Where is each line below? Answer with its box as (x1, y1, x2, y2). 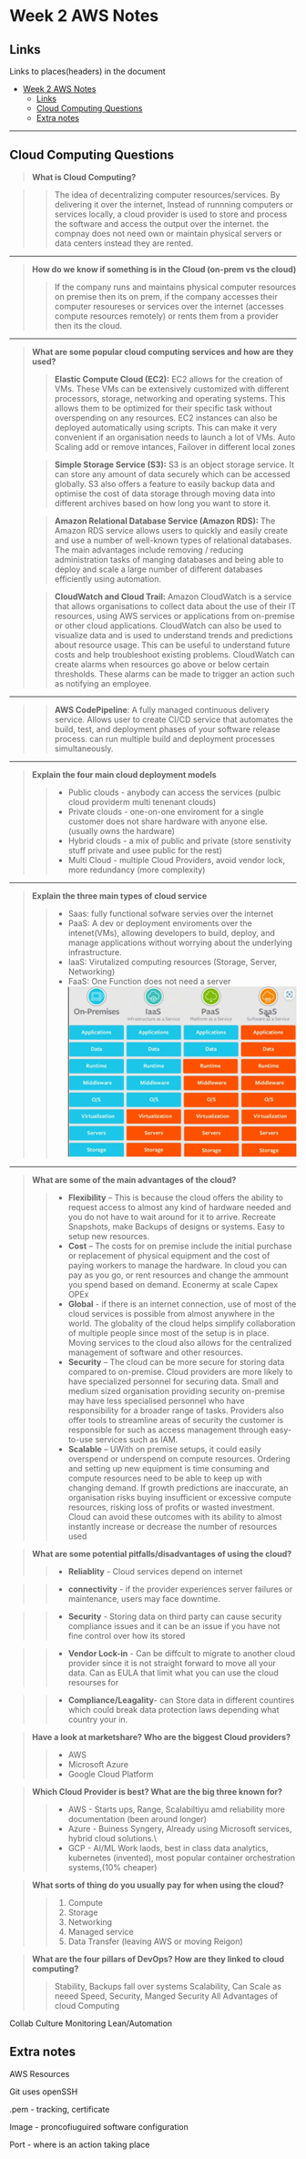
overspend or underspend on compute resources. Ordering (67, 1453, 291, 1464)
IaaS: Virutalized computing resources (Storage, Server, (67, 956, 278, 967)
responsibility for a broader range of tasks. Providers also (67, 1404, 284, 1416)
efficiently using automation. (54, 573, 162, 584)
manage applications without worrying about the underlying (67, 937, 293, 948)
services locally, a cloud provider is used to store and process (54, 209, 288, 219)
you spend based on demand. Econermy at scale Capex (67, 1278, 279, 1289)
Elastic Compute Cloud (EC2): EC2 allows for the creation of (54, 373, 284, 384)
